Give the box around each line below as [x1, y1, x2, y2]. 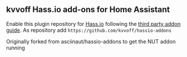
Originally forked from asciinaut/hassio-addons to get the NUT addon [6, 38, 176, 45]
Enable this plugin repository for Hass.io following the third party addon [6, 20, 181, 27]
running [6, 44, 26, 51]
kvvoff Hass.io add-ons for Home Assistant [6, 5, 170, 15]
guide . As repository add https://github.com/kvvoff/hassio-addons [6, 26, 172, 33]
